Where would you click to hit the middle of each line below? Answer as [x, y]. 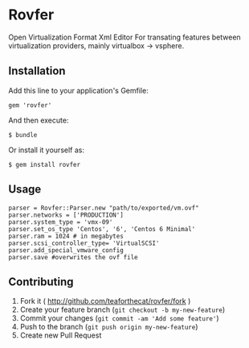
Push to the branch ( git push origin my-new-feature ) [109, 327]
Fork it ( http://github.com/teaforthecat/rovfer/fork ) [105, 301]
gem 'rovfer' [30, 105]
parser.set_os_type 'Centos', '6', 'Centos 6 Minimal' [102, 229]
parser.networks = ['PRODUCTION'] [66, 215]
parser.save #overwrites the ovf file [73, 257]
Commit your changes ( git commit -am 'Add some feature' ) [119, 318]
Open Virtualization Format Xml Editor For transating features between [124, 37]
